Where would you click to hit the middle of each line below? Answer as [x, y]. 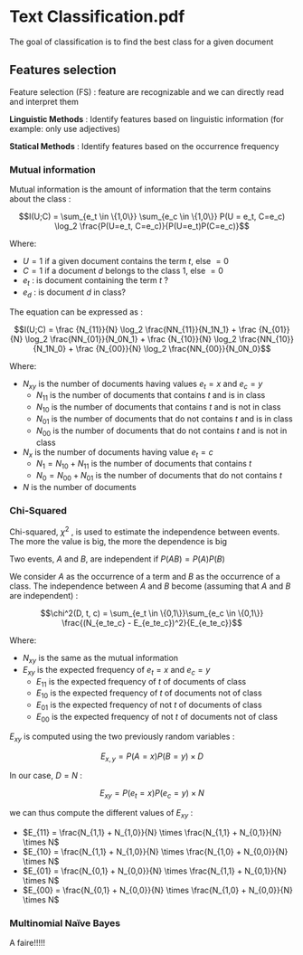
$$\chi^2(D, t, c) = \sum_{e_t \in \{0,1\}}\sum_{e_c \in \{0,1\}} [152, 613]
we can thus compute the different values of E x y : [101, 814]
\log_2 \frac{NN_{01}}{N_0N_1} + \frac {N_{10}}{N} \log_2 [131, 339]
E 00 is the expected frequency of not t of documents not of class [157, 718]
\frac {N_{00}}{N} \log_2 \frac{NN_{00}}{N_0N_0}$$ [173, 348]
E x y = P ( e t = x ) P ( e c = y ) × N [152, 794]
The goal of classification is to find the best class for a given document [142, 42]
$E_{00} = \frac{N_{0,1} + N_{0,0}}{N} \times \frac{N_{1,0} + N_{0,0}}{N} [158, 890]
